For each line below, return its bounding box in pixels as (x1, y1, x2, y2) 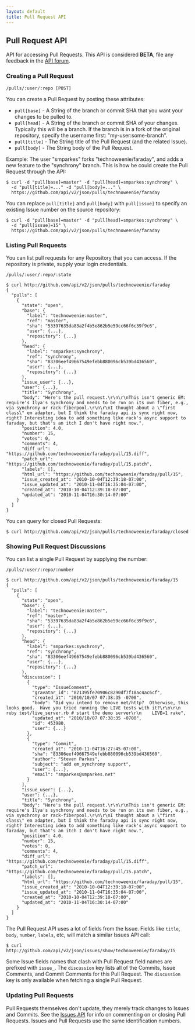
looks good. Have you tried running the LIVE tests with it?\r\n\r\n (6, 705, 181, 711)
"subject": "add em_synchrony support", (31, 762, 132, 767)
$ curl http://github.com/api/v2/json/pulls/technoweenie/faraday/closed (6, 529, 189, 535)
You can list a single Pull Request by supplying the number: (6, 556, 148, 563)
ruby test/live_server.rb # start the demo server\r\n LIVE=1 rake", (6, 710, 186, 716)
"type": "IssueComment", (31, 685, 93, 691)
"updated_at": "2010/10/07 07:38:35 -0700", (31, 715, 142, 721)
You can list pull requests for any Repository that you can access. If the (6, 254, 177, 261)
